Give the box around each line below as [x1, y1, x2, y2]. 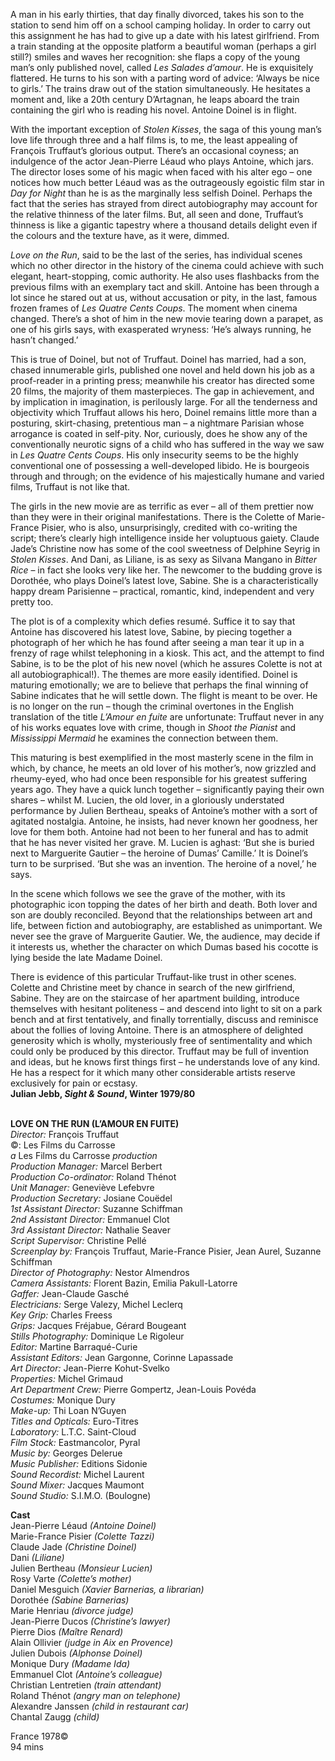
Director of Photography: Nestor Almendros [10, 1267, 190, 1278]
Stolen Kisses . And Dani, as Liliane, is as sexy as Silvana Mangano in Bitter [10, 554, 318, 565]
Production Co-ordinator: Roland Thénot [10, 1171, 177, 1183]
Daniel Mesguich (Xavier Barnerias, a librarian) [10, 1584, 205, 1595]
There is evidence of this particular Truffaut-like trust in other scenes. [10, 971, 297, 983]
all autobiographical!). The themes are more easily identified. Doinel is [10, 669, 298, 680]
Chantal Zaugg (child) [10, 1711, 100, 1723]
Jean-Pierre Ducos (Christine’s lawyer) [10, 1615, 171, 1627]
